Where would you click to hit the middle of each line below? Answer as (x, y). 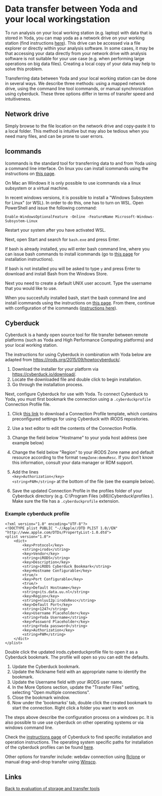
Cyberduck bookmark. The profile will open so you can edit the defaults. (77, 657)
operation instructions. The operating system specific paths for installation (79, 742)
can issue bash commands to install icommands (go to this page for (73, 254)
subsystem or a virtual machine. (37, 188)
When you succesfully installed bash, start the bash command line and (75, 298)
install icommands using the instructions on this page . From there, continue (80, 303)
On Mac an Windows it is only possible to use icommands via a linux (73, 183)
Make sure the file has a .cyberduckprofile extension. (66, 501)
